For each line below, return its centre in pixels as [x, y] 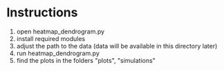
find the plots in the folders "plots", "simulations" [86, 60]
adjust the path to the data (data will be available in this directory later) [117, 46]
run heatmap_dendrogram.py [58, 53]
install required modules [51, 38]
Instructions [42, 13]
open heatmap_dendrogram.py [60, 31]
